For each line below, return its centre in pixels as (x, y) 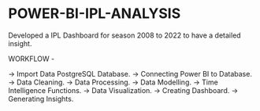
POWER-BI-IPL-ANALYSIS (95, 14)
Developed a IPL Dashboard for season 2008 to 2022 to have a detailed (125, 35)
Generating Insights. (41, 98)
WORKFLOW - (32, 59)
